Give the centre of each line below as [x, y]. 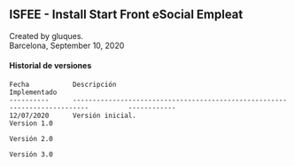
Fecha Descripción [63, 85]
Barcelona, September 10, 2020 [67, 45]
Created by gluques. [47, 36]
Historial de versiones [50, 66]
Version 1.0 [31, 123]
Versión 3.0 [31, 154]
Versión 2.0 [31, 139]
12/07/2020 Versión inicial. [73, 116]
